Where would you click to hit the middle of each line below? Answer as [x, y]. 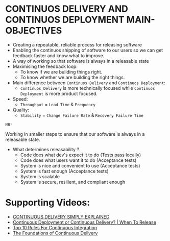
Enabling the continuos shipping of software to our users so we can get [88, 50]
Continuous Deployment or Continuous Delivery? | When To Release [84, 222]
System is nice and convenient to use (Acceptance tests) [80, 165]
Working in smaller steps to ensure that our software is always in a [75, 134]
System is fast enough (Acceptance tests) [64, 171]
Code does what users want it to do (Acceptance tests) [78, 160]
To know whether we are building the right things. [72, 77]
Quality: [21, 110]
